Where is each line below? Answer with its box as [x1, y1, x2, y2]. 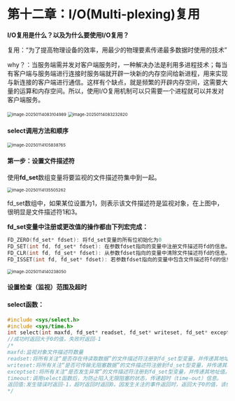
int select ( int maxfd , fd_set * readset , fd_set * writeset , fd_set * [7, 329, 208, 336]
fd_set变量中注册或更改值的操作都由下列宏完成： [7, 223, 149, 231]
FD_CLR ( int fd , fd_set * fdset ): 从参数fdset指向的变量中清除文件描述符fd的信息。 [7, 249, 231, 257]
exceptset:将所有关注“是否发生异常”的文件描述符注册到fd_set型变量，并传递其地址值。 [7, 368, 231, 375]
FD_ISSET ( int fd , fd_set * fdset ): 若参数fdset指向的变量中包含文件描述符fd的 [7, 256, 222, 263]
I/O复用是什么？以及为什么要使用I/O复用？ [7, 31, 129, 39]
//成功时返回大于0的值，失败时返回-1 [7, 336, 101, 343]
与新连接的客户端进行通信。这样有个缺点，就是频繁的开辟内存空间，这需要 [7, 78, 222, 86]
